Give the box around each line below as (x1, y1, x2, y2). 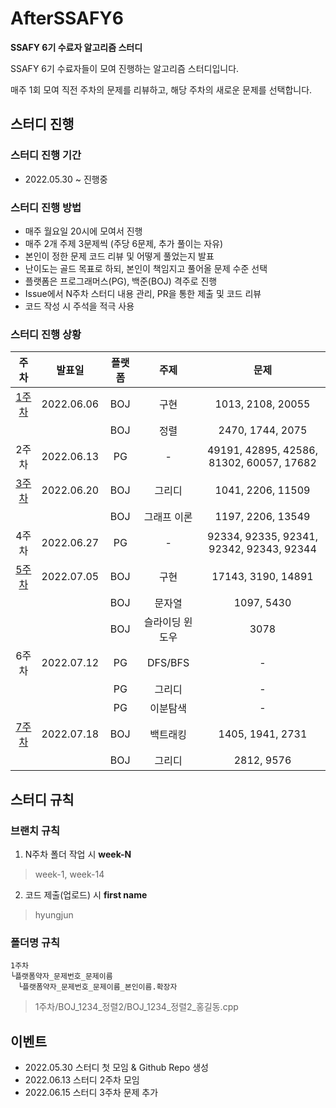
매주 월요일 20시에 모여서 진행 (24, 225, 143, 237)
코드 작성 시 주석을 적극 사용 (24, 300, 135, 312)
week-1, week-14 (34, 868, 105, 880)
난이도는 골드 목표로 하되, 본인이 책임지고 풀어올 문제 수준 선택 (24, 262, 268, 274)
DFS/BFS (147, 656, 190, 670)
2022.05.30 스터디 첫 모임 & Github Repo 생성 (24, 1062, 209, 1074)
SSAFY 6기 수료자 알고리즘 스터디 (10, 41, 143, 53)
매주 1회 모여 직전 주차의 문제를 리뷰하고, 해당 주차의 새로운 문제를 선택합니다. (10, 83, 313, 96)
